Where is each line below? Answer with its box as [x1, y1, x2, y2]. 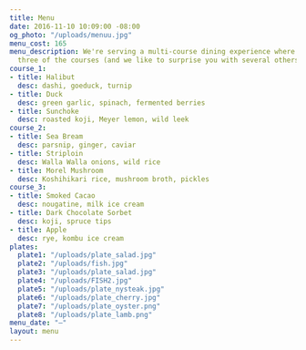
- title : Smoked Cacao [9, 191, 96, 201]
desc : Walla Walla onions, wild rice [17, 157, 161, 167]
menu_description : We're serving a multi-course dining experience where [9, 47, 296, 57]
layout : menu [9, 327, 59, 336]
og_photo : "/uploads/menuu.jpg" [9, 30, 132, 39]
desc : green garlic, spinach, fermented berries [17, 98, 206, 108]
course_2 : [9, 124, 47, 133]
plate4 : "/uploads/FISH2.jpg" [17, 276, 132, 285]
